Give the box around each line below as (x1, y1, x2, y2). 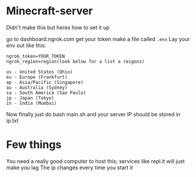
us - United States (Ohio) (6, 69, 73, 75)
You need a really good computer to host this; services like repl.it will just (6, 157, 185, 164)
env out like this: (6, 42, 46, 49)
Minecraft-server (6, 4, 93, 18)
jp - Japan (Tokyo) (6, 95, 55, 101)
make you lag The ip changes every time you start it (6, 164, 133, 171)
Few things (6, 138, 62, 151)
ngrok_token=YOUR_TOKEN (6, 53, 65, 59)
